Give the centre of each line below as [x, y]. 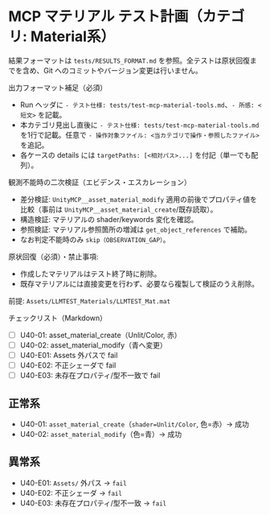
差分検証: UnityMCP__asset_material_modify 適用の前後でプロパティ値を [138, 199]
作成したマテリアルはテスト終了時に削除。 [90, 274]
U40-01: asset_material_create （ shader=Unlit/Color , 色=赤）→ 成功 [134, 424]
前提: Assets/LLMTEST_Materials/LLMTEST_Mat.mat [90, 301]
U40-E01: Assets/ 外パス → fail [73, 483]
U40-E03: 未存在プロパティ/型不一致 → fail [93, 503]
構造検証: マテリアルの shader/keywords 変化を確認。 [109, 219]
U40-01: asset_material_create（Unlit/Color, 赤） [101, 335]
